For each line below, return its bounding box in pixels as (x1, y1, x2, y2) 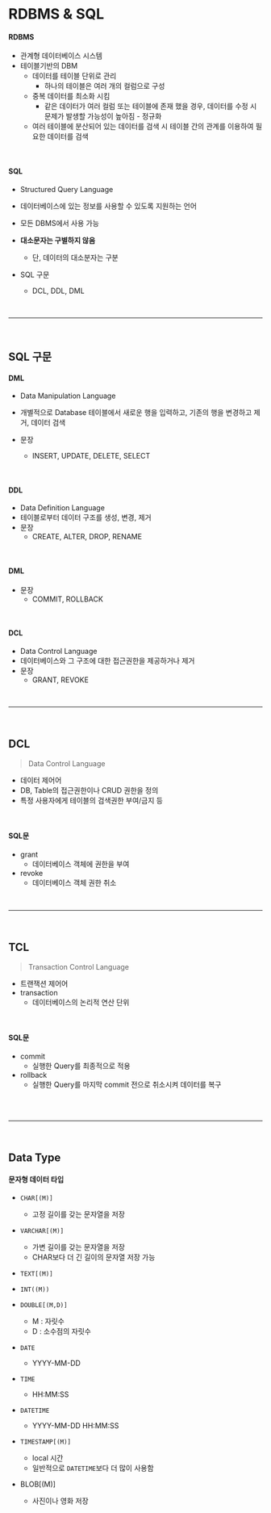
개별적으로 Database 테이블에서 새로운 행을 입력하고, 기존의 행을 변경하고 (19, 408, 252, 417)
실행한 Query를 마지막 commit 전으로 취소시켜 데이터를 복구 (31, 1079, 222, 1089)
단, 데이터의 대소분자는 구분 (31, 252, 119, 262)
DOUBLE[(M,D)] (19, 1301, 68, 1310)
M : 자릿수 (31, 1317, 65, 1326)
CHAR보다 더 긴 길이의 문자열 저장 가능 (31, 1252, 156, 1262)
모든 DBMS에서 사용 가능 (19, 218, 99, 228)
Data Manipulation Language (19, 391, 116, 400)
